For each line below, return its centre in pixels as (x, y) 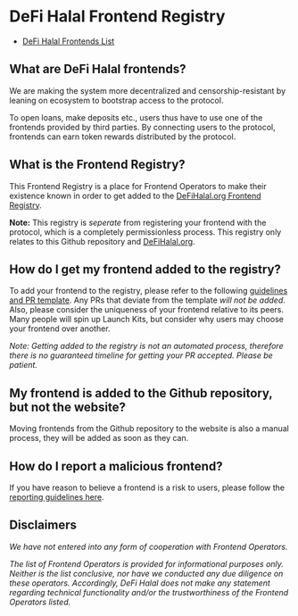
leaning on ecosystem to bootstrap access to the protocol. (116, 100)
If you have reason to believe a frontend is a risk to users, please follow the (147, 487)
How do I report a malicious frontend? (116, 466)
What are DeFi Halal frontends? (98, 69)
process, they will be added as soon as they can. (99, 438)
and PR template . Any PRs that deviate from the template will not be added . (147, 300)
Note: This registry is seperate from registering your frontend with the (138, 222)
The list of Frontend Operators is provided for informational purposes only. (146, 563)
